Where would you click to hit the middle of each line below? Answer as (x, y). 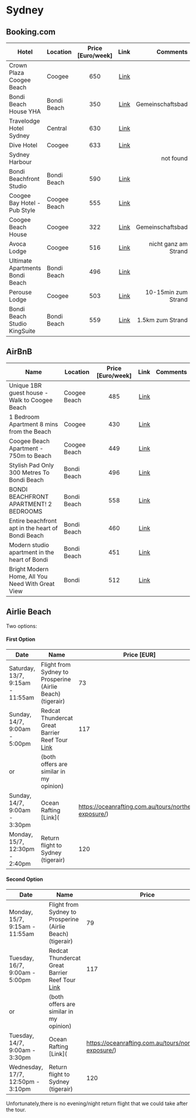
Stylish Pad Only (32, 465)
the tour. (16, 1110)
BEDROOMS (26, 511)
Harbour (20, 162)
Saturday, (22, 668)
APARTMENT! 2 (31, 504)
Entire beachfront (33, 520)
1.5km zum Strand (162, 320)
